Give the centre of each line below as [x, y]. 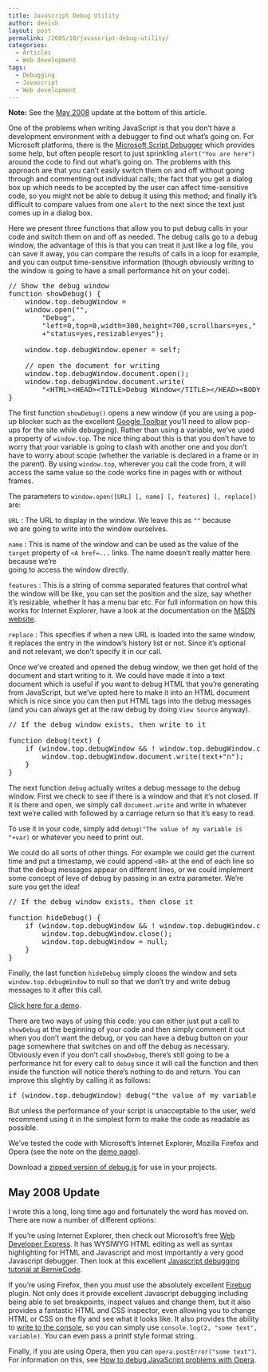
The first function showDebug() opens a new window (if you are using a [124, 413]
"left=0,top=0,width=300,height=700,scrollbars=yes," [149, 326]
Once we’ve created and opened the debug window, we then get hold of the [133, 667]
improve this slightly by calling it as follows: [79, 1081]
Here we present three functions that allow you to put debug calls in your [128, 228]
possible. [23, 1128]
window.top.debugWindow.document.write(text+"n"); [143, 757]
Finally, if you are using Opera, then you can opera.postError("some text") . [133, 1351]
